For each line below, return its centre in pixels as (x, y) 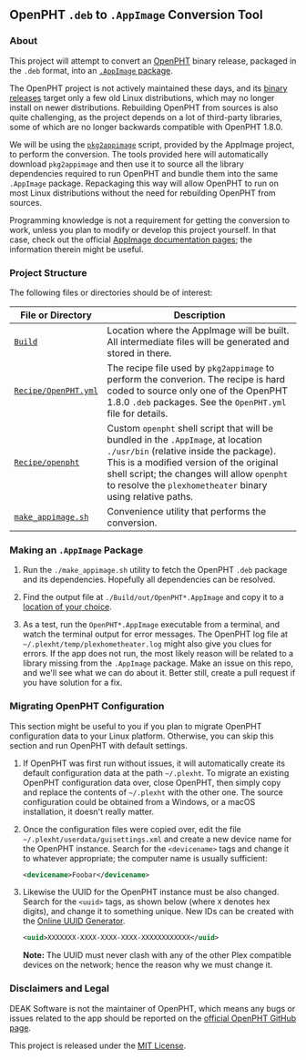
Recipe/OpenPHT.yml (56, 390)
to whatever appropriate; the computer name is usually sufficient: (145, 858)
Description (199, 315)
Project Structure (48, 272)
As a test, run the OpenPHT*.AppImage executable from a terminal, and (151, 625)
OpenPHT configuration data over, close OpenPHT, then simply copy (152, 782)
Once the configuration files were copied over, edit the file (132, 829)
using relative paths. (150, 496)
